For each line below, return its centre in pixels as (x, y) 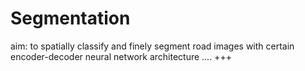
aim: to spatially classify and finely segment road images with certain (152, 46)
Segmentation (70, 18)
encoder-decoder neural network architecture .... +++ (121, 56)
